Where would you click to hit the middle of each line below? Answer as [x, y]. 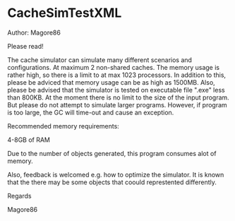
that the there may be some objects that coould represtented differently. [112, 182]
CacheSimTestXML [65, 13]
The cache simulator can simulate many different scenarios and [100, 60]
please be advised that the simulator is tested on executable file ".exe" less [116, 90]
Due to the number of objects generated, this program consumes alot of [112, 153]
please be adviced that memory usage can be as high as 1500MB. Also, [111, 82]
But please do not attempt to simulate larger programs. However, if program [117, 104]
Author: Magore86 [34, 32]
